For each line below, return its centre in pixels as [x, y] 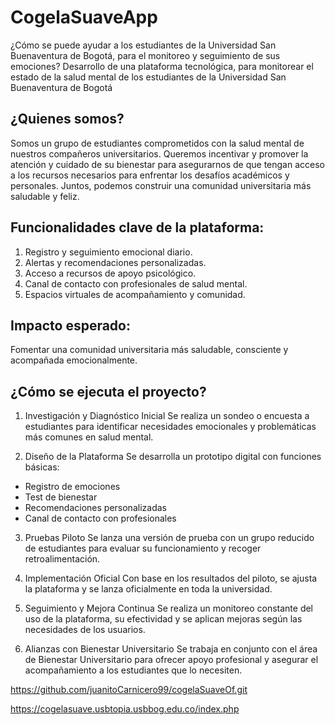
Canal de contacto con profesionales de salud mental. [136, 283]
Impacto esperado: [70, 325]
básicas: [42, 467]
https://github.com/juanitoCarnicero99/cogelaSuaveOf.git [129, 690]
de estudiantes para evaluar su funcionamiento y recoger [143, 548]
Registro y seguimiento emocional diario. [108, 252]
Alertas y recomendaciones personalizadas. [115, 262]
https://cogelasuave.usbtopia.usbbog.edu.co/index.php [125, 709]
